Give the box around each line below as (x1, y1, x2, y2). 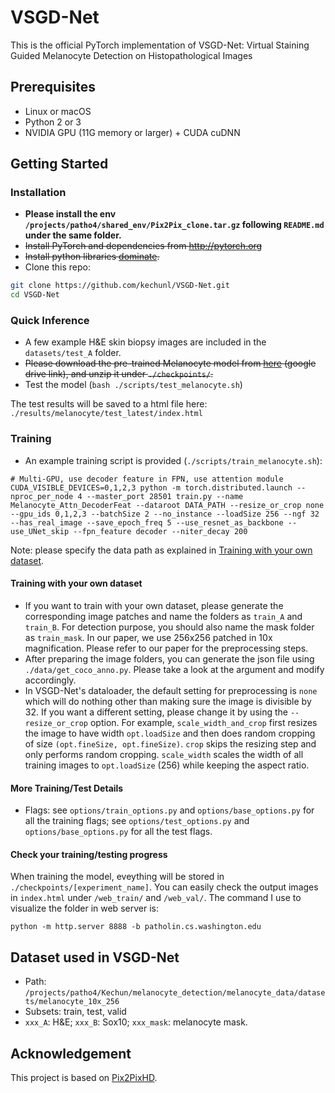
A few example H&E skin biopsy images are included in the (24, 336, 267, 348)
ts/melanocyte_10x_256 (24, 997, 120, 1007)
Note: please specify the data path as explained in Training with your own (10, 544, 313, 556)
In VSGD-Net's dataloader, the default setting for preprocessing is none (24, 684, 318, 696)
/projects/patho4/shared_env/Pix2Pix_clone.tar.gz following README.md (24, 219, 325, 231)
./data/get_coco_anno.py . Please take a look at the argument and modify (24, 663, 325, 675)
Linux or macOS (24, 105, 92, 117)
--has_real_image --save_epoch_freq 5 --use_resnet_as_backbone (10, 517, 284, 528)
